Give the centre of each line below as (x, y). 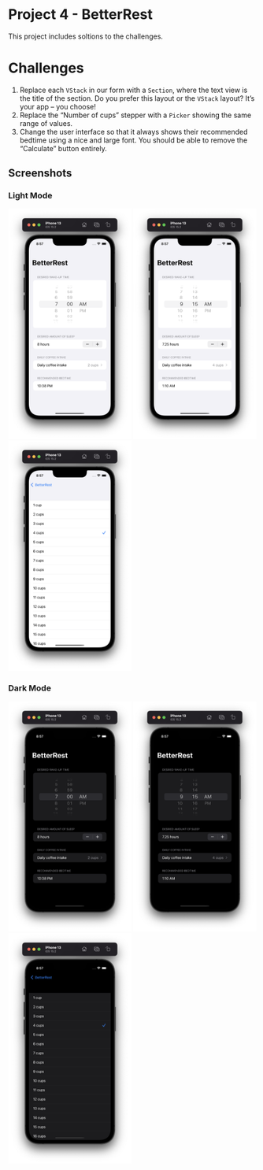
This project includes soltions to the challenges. (86, 36)
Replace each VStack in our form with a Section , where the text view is (133, 90)
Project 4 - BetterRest (81, 15)
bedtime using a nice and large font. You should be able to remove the (133, 140)
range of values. (46, 123)
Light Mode (30, 196)
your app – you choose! (58, 106)
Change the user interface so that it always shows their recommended (133, 131)
